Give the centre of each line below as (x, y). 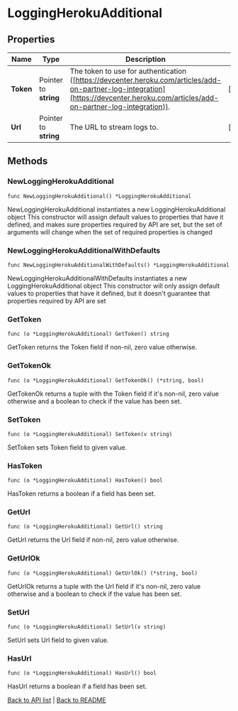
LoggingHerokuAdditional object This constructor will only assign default (114, 286)
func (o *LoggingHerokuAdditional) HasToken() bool (85, 481)
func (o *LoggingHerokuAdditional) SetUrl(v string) (87, 627)
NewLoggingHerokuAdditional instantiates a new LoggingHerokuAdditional (117, 209)
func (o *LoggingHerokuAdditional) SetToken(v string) (90, 434)
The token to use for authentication (128, 71)
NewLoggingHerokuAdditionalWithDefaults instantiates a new (97, 278)
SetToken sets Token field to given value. (67, 447)
